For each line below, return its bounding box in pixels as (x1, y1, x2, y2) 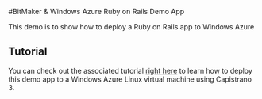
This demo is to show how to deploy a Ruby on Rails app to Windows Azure (8, 22, 255, 31)
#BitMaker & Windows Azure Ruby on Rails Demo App (8, 7, 185, 16)
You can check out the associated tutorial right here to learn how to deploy (8, 66, 252, 75)
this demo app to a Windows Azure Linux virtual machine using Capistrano (8, 74, 252, 84)
